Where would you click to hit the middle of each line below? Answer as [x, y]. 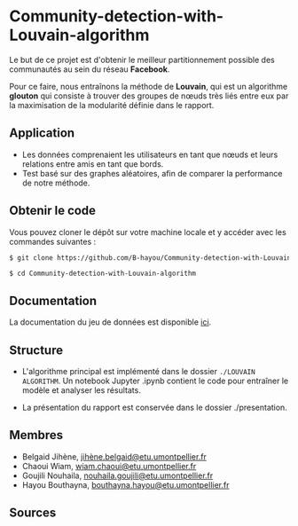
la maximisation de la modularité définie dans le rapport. [112, 105]
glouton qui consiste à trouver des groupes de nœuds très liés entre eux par [149, 96]
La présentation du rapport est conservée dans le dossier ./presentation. [155, 408]
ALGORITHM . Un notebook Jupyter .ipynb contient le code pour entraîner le [155, 381]
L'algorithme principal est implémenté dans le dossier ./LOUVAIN [138, 372]
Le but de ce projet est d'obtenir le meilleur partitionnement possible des [142, 59]
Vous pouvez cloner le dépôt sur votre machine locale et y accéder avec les [148, 232]
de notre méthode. [56, 183]
